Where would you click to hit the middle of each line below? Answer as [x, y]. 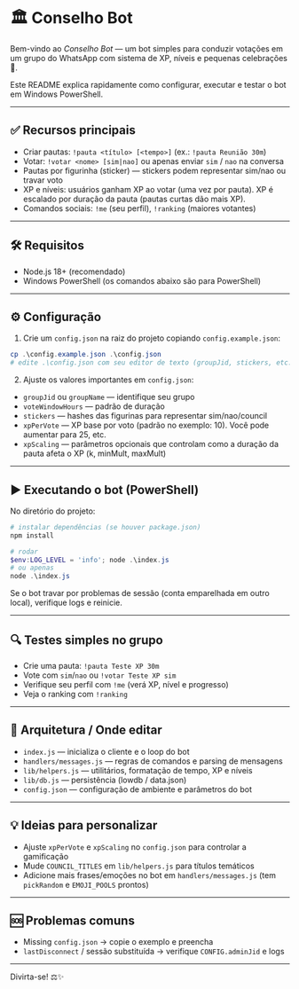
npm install [32, 535]
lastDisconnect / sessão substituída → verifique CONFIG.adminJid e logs [153, 952]
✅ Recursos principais [73, 130]
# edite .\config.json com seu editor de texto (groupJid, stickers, [142, 363]
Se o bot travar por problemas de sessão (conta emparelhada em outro [140, 593]
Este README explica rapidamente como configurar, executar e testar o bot [148, 84]
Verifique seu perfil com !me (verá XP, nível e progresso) [126, 684]
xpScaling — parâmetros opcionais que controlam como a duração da [150, 444]
